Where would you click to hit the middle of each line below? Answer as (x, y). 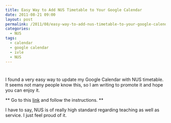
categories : (18, 29)
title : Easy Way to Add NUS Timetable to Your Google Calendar (74, 10)
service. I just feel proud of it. (36, 115)
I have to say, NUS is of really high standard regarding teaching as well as (82, 110)
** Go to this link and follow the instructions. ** (54, 100)
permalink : (17, 24)
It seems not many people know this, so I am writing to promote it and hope (84, 85)
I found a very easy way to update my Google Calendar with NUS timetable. (84, 79)
